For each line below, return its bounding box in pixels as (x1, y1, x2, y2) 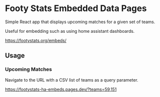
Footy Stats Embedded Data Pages (5, 3, 147, 14)
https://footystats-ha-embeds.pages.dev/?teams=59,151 (5, 86, 117, 92)
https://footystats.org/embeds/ (5, 37, 67, 43)
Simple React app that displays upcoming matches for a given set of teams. (5, 19, 156, 25)
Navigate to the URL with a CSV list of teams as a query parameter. (5, 77, 139, 83)
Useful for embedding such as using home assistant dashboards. (5, 28, 135, 34)
